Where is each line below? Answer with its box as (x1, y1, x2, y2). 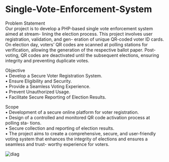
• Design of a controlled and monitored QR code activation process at (5, 114, 150, 120)
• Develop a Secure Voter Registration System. (5, 72, 102, 78)
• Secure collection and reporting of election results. (5, 125, 115, 131)
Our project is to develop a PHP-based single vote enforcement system (5, 25, 153, 31)
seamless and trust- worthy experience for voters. (5, 141, 109, 147)
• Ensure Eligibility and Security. (5, 78, 72, 84)
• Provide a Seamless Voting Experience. (5, 83, 91, 89)
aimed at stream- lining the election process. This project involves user (5, 31, 153, 37)
